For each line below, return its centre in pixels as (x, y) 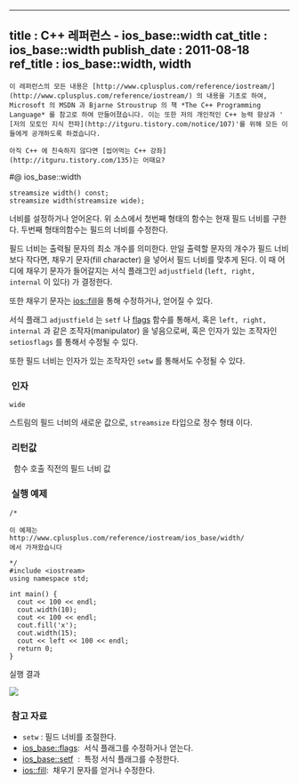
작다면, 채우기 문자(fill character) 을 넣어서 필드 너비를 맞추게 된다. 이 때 (150, 260)
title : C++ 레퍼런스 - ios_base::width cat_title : (138, 36)
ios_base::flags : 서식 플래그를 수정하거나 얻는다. (108, 748)
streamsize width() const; (59, 193)
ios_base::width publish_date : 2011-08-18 (129, 50)
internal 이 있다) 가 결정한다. (61, 282)
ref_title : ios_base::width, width (101, 64)
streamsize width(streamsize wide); (77, 201)
